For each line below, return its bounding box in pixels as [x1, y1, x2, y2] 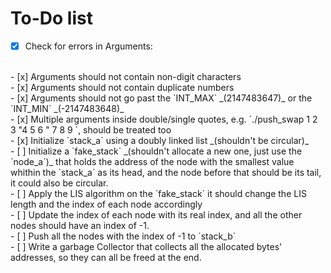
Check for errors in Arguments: [24, 40, 153, 52]
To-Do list [10, 7, 93, 30]
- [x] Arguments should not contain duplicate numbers [10, 82, 235, 93]
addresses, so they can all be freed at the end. [10, 252, 202, 263]
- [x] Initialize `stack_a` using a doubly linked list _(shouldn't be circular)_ [10, 135, 310, 146]
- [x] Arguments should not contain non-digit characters [10, 71, 242, 82]
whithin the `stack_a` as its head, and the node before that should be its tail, [10, 167, 322, 178]
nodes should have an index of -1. [10, 220, 150, 231]
